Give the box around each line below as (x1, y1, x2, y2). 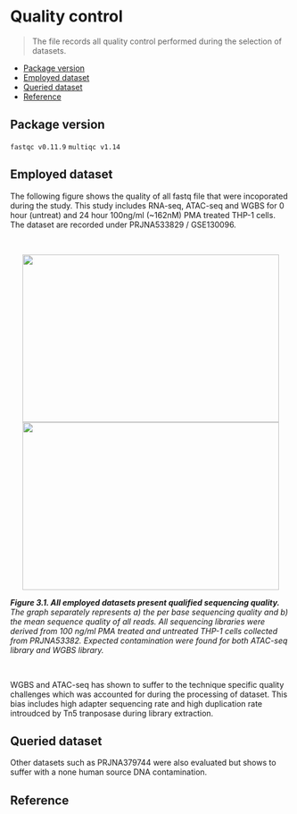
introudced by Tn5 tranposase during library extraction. (10, 708, 214, 718)
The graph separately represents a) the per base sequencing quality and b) (10, 606, 289, 617)
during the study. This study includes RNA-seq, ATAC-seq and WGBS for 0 (10, 199, 285, 211)
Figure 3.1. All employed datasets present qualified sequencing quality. (10, 597, 280, 607)
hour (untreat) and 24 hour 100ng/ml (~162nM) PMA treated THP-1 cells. (10, 209, 276, 220)
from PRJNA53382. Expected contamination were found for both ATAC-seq (10, 635, 288, 646)
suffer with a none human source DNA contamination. (10, 767, 208, 777)
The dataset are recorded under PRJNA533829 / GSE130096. (10, 219, 237, 230)
